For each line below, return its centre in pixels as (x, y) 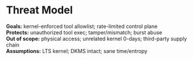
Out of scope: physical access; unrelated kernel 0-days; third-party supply (96, 38)
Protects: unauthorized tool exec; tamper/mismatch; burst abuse (84, 32)
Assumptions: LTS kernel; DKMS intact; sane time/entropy (77, 51)
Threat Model (39, 10)
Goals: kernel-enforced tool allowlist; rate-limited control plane (82, 26)
